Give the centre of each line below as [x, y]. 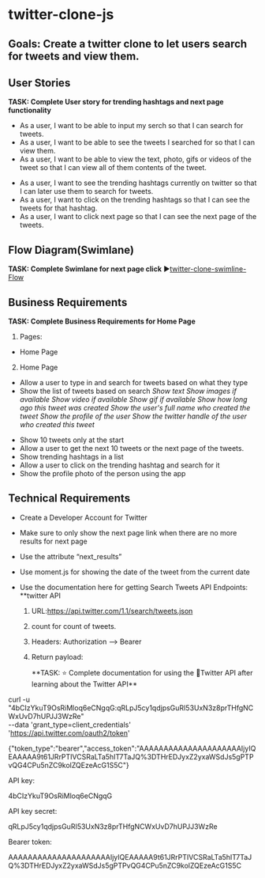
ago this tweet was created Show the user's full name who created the [135, 408]
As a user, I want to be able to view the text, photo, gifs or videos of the [136, 159]
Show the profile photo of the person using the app [103, 474]
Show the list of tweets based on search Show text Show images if [128, 391]
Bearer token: [30, 842]
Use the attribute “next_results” [71, 556]
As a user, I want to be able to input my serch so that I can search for [131, 126]
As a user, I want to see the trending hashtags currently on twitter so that [138, 183]
